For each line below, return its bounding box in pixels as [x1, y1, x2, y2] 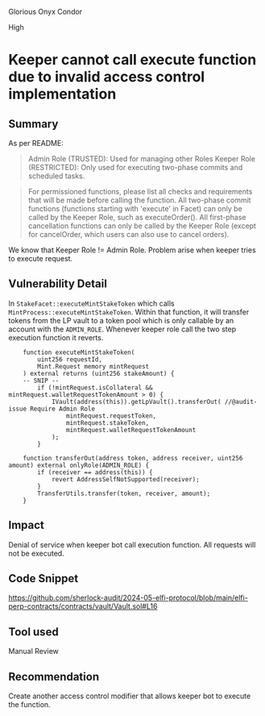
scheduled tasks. [27, 171, 85, 181]
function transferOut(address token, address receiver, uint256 [23, 454, 243, 462]
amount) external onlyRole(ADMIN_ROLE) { [8, 461, 150, 469]
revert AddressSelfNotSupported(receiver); [51, 475, 200, 483]
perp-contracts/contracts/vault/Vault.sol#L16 [8, 602, 158, 611]
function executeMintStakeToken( [23, 348, 135, 356]
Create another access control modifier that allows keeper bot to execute [8, 691, 251, 701]
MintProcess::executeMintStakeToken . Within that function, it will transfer [8, 306, 250, 317]
